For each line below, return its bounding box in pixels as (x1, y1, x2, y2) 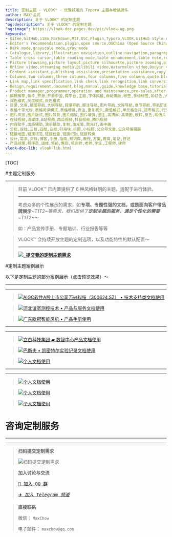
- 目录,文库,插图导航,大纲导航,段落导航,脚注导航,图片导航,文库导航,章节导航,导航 (5, 103, 160, 108)
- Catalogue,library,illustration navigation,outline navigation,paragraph (5, 50, 170, 55)
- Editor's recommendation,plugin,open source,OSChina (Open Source (5, 41, 155, 46)
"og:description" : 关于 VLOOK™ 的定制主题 (5, 22, 92, 27)
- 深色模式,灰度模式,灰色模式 (5, 98, 60, 103)
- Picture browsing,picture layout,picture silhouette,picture (5, 60, 143, 65)
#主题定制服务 (5, 170, 35, 176)
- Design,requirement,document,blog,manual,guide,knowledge (5, 84, 137, 89)
